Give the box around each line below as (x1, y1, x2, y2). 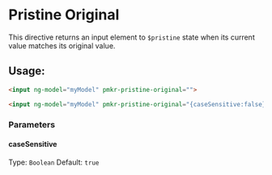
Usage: (8, 65, 46, 78)
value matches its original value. (8, 40, 116, 50)
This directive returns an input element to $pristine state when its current (8, 32, 255, 42)
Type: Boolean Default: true (8, 157, 100, 167)
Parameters (8, 119, 55, 131)
